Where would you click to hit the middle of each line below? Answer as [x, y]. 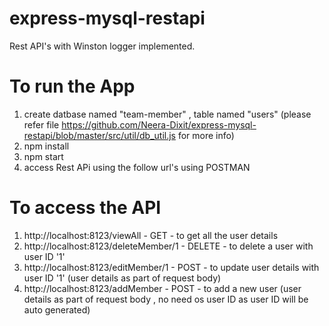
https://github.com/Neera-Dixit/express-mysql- [159, 124]
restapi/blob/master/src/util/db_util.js [99, 135]
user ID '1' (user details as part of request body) [122, 278]
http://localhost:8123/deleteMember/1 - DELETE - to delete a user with [168, 246]
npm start [43, 156]
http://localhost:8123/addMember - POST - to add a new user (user [162, 288]
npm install [46, 146]
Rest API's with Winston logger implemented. [102, 46]
